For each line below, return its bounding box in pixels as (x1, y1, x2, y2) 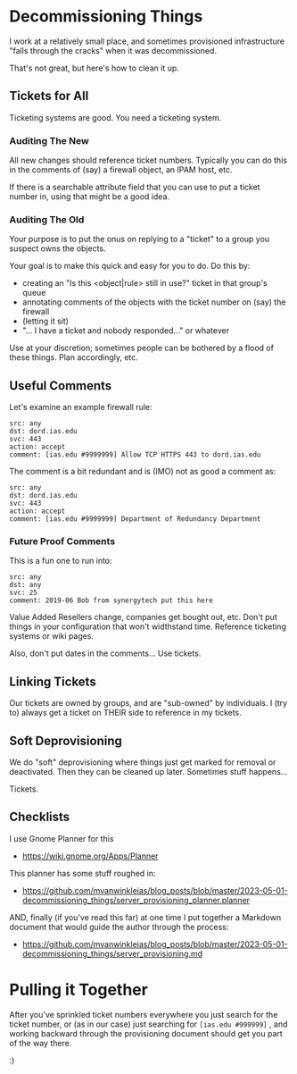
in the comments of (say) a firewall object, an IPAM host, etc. (9, 164, 233, 175)
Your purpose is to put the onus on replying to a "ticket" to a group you (9, 234, 270, 245)
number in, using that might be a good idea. (9, 191, 170, 202)
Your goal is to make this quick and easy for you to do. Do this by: (9, 261, 251, 272)
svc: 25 (9, 588, 38, 598)
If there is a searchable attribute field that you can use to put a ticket (9, 181, 260, 193)
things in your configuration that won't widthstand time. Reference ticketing (9, 621, 287, 632)
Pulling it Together (9, 980, 149, 1000)
